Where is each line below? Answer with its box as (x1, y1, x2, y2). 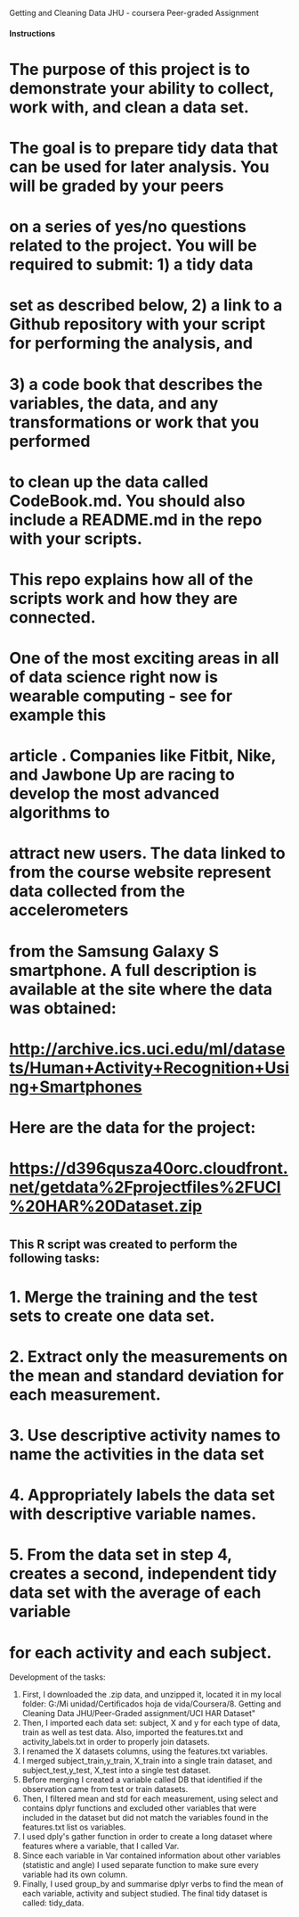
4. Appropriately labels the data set (9, 1485, 276, 1506)
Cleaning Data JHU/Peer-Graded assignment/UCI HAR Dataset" (21, 1708, 256, 1719)
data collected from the (9, 881, 185, 902)
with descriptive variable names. (9, 1504, 257, 1525)
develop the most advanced (9, 784, 220, 804)
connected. (9, 607, 96, 627)
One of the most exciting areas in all (9, 649, 279, 668)
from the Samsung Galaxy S (9, 941, 220, 962)
